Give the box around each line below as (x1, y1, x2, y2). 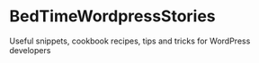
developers (9, 44, 51, 55)
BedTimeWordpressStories (9, 6, 216, 27)
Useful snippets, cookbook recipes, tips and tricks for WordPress (9, 35, 251, 46)
